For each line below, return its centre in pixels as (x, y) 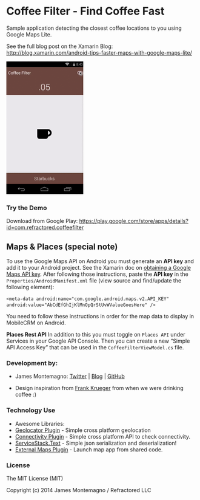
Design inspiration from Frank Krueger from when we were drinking (99, 388)
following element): (30, 287)
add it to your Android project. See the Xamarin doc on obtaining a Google (99, 268)
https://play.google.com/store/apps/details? (134, 221)
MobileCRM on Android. (36, 323)
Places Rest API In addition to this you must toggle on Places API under (96, 335)
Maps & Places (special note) (62, 246)
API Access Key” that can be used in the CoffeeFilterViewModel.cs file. (95, 348)
